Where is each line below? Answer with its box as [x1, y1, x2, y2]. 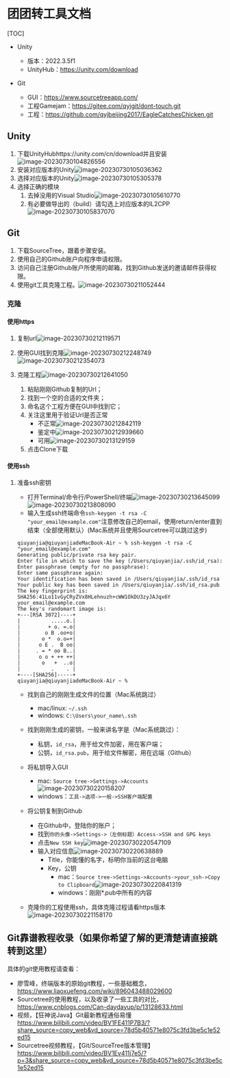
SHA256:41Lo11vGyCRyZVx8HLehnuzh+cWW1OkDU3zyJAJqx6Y [16, 593, 171, 600]
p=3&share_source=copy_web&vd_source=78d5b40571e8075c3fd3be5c [16, 1056, 223, 1064]
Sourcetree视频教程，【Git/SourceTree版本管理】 [16, 1041, 154, 1049]
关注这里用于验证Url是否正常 [27, 410, 108, 418]
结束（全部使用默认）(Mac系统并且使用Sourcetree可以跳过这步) [27, 525, 207, 534]
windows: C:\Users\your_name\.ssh [37, 711, 137, 719]
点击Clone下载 [27, 444, 68, 453]
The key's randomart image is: [16, 605, 107, 612]
